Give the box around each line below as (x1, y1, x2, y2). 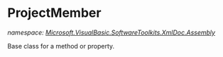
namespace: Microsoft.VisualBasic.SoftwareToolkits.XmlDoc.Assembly (7, 28, 215, 37)
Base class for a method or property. (7, 42, 115, 50)
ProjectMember (7, 5, 102, 21)
